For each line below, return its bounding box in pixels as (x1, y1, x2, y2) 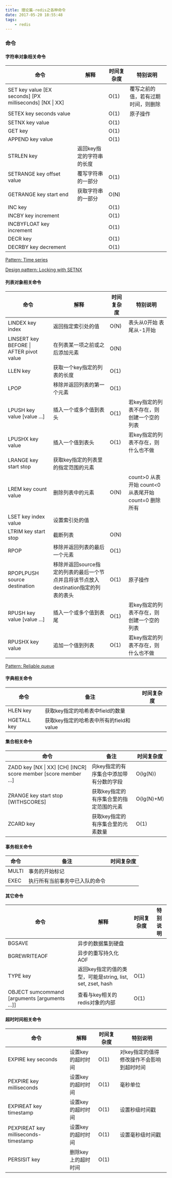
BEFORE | (8, 341, 31, 349)
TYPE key (8, 973, 32, 980)
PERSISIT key (8, 1156, 40, 1163)
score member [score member (8, 770, 81, 777)
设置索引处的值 (53, 517, 90, 524)
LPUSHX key (8, 435, 38, 442)
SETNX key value (8, 119, 50, 126)
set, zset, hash (77, 980, 113, 987)
